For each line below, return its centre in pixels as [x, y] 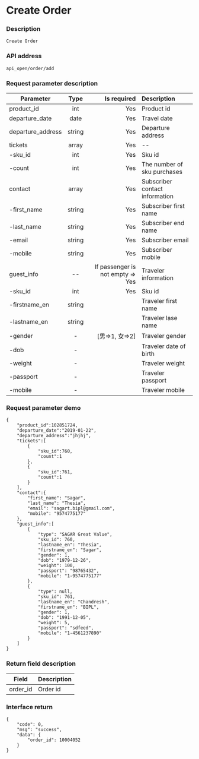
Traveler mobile [163, 390]
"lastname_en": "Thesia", [70, 545]
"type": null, [55, 592]
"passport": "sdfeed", [66, 628]
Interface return [30, 707]
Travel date [157, 118]
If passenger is [115, 267]
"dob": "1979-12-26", [65, 561]
